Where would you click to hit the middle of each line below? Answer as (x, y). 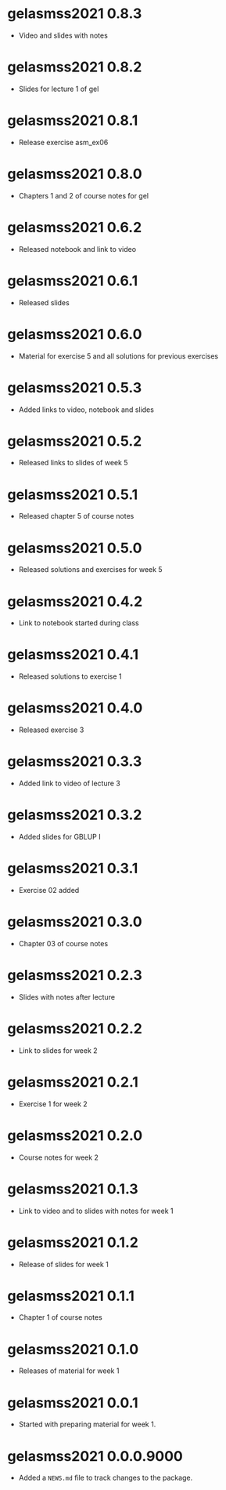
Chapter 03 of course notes (63, 943)
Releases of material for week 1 (69, 1371)
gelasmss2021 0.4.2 (75, 601)
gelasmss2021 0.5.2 (75, 441)
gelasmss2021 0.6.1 (73, 281)
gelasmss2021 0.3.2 (75, 815)
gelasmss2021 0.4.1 (73, 655)
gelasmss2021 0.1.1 (71, 1296)
